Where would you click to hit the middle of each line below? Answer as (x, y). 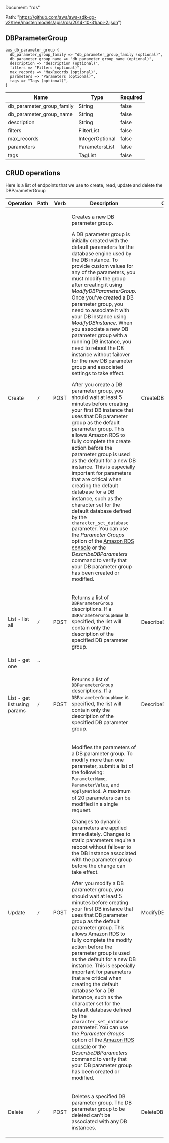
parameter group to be (98, 1109)
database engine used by (102, 253)
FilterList (89, 130)
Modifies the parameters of (104, 747)
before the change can (99, 866)
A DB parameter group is (101, 234)
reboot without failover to (102, 847)
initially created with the (100, 240)
